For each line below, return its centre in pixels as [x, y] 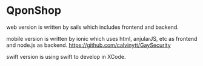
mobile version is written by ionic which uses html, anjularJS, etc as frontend [102, 38]
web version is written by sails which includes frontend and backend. [92, 27]
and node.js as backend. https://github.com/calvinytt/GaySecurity [88, 45]
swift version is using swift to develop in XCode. [66, 56]
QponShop [34, 10]
